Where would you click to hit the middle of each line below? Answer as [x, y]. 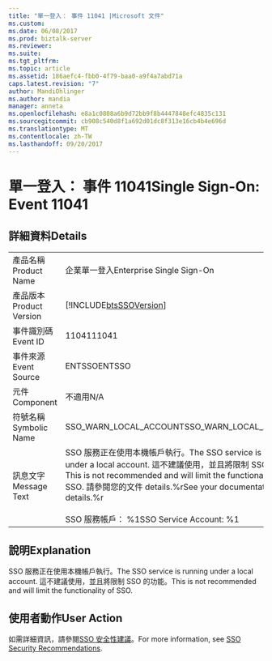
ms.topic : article [39, 69]
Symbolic [30, 428]
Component [35, 402]
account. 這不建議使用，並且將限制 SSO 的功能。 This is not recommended [132, 582]
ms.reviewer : [30, 46]
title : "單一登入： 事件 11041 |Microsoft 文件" [86, 16]
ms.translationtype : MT [49, 129]
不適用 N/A [85, 396]
